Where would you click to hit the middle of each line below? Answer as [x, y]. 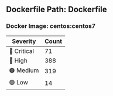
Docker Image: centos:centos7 [51, 26]
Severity [24, 41]
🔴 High [18, 61]
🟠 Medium [24, 70]
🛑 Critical [21, 51]
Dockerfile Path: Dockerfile [56, 10]
